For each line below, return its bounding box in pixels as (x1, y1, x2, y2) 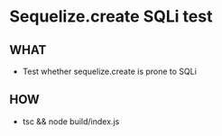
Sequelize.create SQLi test (9, 6, 213, 27)
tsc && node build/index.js (22, 115, 120, 127)
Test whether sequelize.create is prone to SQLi (22, 66, 197, 77)
